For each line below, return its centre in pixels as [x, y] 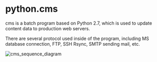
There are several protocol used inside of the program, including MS [77, 38]
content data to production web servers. [48, 28]
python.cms [31, 9]
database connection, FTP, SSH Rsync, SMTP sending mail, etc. [73, 44]
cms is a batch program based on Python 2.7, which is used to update [79, 23]
